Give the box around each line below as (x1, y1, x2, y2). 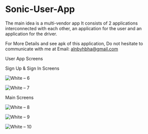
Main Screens (5, 94, 34, 100)
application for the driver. (5, 31, 58, 37)
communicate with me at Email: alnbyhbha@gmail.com (5, 46, 118, 52)
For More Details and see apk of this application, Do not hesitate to (5, 40, 143, 46)
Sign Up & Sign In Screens (5, 65, 60, 71)
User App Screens (5, 55, 43, 61)
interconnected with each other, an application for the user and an (5, 25, 142, 31)
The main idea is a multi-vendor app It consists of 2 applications (5, 20, 138, 26)
